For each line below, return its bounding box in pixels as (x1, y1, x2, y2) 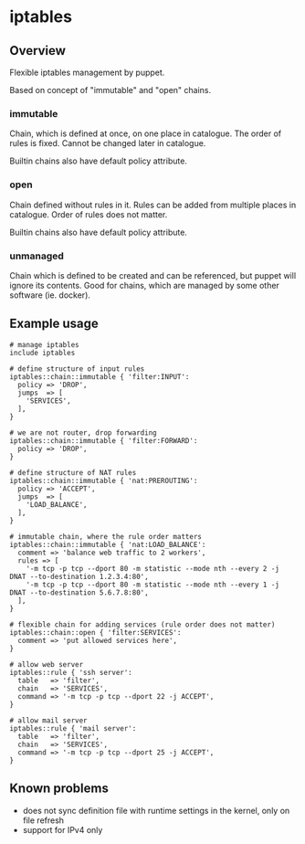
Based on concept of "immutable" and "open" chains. (9, 85, 212, 95)
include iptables (9, 348, 76, 357)
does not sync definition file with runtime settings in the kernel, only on (22, 805, 290, 816)
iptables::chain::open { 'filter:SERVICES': (9, 628, 182, 637)
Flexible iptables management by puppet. (9, 67, 165, 78)
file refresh (22, 815, 65, 826)
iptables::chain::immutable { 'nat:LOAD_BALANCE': (9, 540, 206, 549)
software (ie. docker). (9, 290, 91, 301)
